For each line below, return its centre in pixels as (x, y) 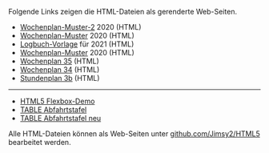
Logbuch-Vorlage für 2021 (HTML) (77, 44)
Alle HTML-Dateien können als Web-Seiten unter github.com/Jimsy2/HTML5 (134, 134)
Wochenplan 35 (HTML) (60, 61)
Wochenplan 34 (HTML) (60, 70)
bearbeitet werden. (40, 142)
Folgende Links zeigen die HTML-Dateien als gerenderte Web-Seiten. (123, 12)
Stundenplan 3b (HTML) (60, 78)
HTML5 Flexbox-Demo (57, 101)
